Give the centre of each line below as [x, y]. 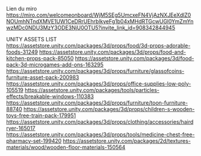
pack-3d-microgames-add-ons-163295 [55, 65]
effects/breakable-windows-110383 [50, 96]
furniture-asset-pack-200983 [43, 77]
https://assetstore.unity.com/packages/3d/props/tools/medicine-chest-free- [100, 134]
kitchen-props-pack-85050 [40, 58]
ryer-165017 [21, 128]
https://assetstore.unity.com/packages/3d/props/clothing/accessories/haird [100, 122]
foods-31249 [22, 52]
